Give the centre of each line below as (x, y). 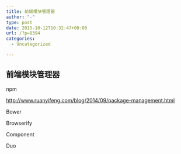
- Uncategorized (31, 45)
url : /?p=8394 (23, 33)
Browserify (19, 123)
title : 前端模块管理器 (31, 11)
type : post (19, 22)
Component (20, 134)
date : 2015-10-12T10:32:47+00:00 (47, 28)
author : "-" (20, 17)
